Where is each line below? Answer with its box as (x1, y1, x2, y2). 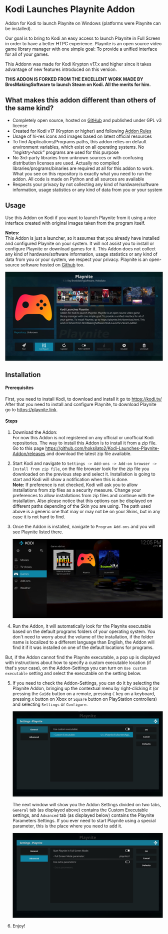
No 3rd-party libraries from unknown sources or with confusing (12, 154, 143, 160)
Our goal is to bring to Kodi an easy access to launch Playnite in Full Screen (5, 35, 161, 41)
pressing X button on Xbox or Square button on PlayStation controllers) (12, 696, 157, 702)
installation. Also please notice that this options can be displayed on (12, 498, 152, 504)
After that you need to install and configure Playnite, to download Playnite (5, 401, 156, 407)
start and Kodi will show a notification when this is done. (12, 476, 128, 482)
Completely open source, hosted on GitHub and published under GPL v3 (12, 117, 162, 123)
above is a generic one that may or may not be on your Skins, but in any (12, 508, 160, 514)
